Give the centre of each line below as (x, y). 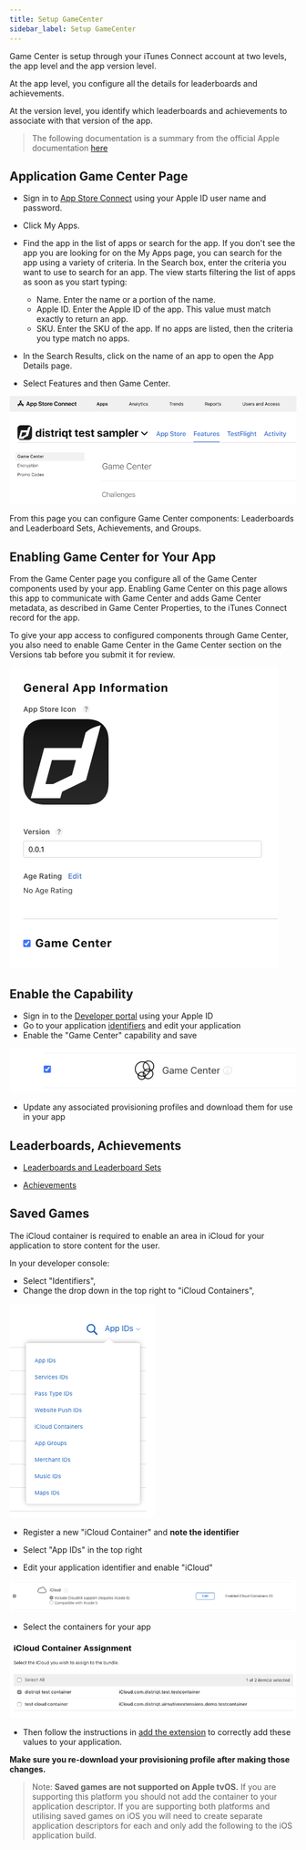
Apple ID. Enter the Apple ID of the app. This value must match (153, 309)
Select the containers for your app (87, 1627)
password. (42, 208)
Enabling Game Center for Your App (113, 557)
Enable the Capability (71, 994)
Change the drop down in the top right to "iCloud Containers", (138, 1290)
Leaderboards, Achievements (96, 1146)
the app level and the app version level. (83, 66)
